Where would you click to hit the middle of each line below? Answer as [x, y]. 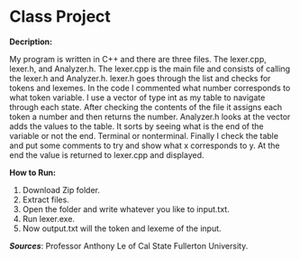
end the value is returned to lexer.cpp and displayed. [107, 154]
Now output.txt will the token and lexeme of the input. [122, 228]
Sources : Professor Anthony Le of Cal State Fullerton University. [129, 246]
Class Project [60, 17]
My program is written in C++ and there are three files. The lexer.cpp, [138, 59]
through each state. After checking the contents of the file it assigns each [146, 107]
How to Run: [33, 172]
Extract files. [45, 200]
